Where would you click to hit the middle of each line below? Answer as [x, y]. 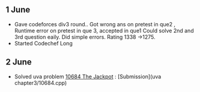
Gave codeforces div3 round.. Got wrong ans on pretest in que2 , [95, 24]
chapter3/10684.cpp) [41, 82]
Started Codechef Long [43, 43]
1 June [18, 10]
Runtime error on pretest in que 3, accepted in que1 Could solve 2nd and [104, 30]
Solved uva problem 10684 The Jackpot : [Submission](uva [88, 76]
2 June [19, 62]
